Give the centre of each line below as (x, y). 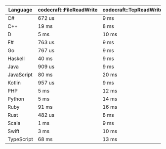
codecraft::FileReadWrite (68, 10)
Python (16, 99)
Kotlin (14, 83)
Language (20, 10)
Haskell (16, 58)
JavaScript (20, 75)
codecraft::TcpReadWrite (133, 10)
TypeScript (20, 139)
